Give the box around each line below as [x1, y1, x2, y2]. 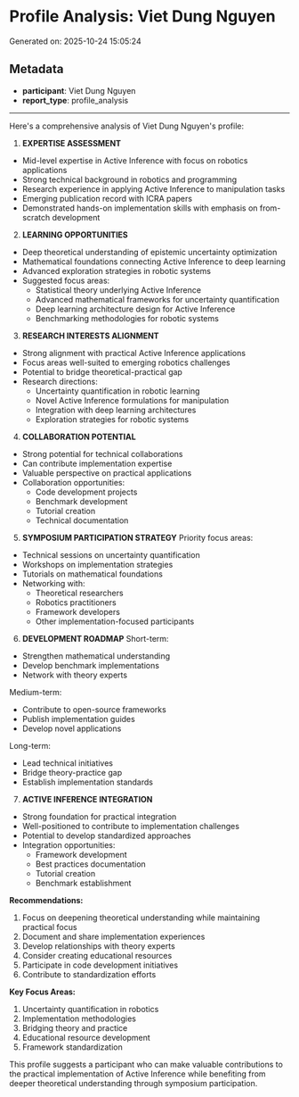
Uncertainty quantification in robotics [21, 1003, 159, 1014]
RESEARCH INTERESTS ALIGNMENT [21, 330, 159, 341]
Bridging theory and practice [21, 1022, 128, 1033]
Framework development [35, 849, 127, 860]
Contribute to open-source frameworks [21, 703, 166, 715]
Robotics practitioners [35, 596, 117, 608]
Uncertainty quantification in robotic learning [35, 386, 200, 396]
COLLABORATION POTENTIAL [21, 431, 136, 442]
